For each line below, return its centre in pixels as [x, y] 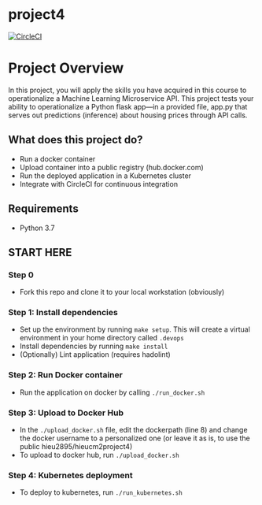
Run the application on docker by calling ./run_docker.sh [112, 392]
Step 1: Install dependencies [63, 313]
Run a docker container [57, 158]
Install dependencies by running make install [94, 346]
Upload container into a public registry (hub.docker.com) [112, 167]
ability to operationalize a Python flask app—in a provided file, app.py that [128, 106]
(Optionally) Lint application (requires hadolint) [95, 355]
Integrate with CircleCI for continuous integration [99, 184]
